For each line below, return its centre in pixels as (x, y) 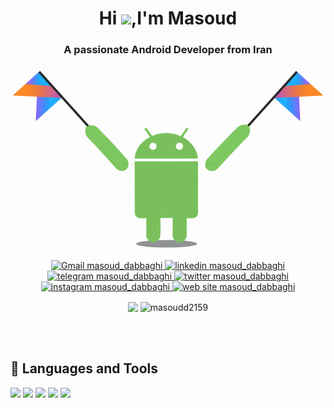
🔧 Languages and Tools (84, 368)
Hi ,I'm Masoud (168, 18)
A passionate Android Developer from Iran (168, 50)
